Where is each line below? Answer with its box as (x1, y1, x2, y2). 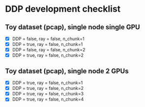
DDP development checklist (5, 3, 121, 15)
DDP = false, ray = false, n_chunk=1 (12, 36, 85, 42)
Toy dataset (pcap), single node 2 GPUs (5, 67, 129, 75)
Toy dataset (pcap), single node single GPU (5, 23, 140, 31)
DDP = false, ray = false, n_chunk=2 (12, 47, 86, 53)
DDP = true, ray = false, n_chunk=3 (12, 91, 84, 97)
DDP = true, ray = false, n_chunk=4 (12, 96, 84, 102)
